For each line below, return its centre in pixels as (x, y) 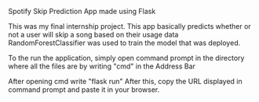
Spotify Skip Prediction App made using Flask (82, 11)
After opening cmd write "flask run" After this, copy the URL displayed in (125, 81)
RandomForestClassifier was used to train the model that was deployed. (124, 43)
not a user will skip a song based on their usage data (93, 35)
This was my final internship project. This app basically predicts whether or (129, 26)
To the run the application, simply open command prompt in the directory (126, 58)
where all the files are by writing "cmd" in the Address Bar (102, 66)
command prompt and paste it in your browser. (84, 90)
